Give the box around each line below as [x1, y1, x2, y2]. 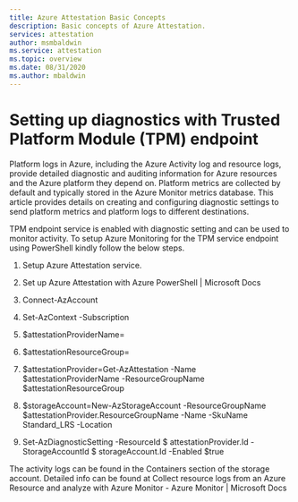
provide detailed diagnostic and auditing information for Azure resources [9, 167, 277, 179]
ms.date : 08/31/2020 [9, 64, 87, 72]
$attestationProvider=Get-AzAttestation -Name [21, 363, 197, 374]
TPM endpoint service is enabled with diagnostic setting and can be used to [9, 223, 290, 234]
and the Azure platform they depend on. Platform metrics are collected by [9, 177, 281, 188]
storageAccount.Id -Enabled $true [98, 446, 225, 456]
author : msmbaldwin [9, 38, 82, 47]
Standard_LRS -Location [21, 419, 113, 430]
